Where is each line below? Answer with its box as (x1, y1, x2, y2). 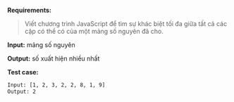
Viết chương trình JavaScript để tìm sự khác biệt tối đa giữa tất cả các (24, 20, 228, 27)
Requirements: (7, 6, 51, 14)
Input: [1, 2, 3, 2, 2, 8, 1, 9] (7, 82, 106, 89)
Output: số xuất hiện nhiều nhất (7, 54, 100, 63)
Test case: (7, 68, 39, 76)
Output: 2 (7, 88, 37, 95)
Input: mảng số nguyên (7, 41, 75, 49)
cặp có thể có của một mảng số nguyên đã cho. (24, 27, 164, 35)
